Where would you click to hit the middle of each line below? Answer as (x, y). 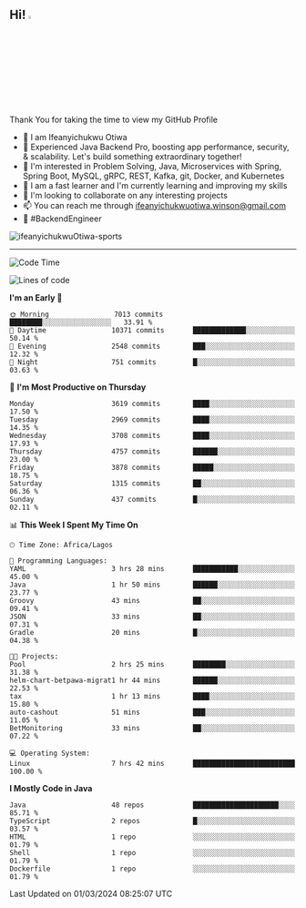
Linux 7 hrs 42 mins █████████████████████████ (153, 763)
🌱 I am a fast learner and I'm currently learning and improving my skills (155, 185)
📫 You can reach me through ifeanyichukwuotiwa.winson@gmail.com (154, 205)
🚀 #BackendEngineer (62, 219)
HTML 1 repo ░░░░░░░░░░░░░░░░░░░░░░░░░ (153, 837)
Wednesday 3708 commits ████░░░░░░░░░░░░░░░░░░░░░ (153, 435)
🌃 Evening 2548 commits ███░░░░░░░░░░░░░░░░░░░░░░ (153, 346)
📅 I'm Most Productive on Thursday (78, 387)
